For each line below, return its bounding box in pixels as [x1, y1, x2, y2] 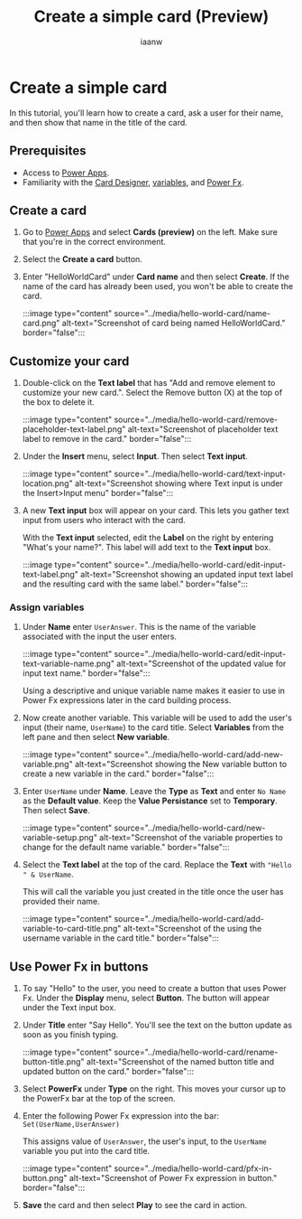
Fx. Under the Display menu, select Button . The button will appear [22, 992, 270, 1004]
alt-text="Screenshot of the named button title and [86, 1056, 275, 1067]
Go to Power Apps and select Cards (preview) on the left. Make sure [22, 227, 278, 238]
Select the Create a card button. [22, 254, 142, 265]
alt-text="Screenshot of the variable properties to [98, 832, 283, 843]
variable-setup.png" [22, 832, 97, 843]
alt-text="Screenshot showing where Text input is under [75, 478, 284, 489]
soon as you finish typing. [22, 1029, 119, 1040]
